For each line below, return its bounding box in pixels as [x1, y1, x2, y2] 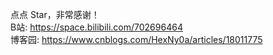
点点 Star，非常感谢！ [10, 9, 100, 20]
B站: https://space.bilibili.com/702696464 [10, 21, 183, 33]
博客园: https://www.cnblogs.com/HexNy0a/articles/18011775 [10, 34, 263, 45]
